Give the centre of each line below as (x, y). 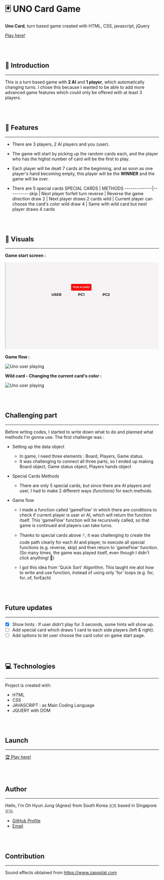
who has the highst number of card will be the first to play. (71, 159)
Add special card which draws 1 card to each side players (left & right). (83, 629)
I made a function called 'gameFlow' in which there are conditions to (88, 509)
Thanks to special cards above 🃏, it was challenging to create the (85, 535)
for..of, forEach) (35, 578)
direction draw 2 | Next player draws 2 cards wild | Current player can (82, 199)
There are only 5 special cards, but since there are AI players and (85, 485)
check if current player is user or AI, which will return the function (85, 515)
